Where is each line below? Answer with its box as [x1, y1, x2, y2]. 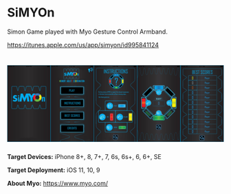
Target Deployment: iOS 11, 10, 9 [7, 166, 101, 174]
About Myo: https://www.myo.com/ [7, 180, 109, 188]
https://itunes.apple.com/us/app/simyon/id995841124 [7, 40, 159, 49]
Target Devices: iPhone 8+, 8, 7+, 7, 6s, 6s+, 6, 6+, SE [7, 153, 162, 161]
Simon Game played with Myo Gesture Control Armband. [7, 27, 168, 36]
